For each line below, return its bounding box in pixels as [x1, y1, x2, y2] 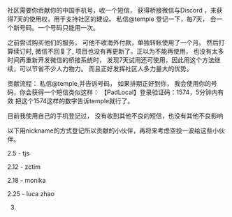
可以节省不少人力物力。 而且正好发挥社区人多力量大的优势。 [19, 65, 193, 73]
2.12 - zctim [7, 163, 41, 171]
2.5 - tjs [7, 149, 30, 157]
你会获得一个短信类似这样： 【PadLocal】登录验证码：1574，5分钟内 [19, 88, 218, 96]
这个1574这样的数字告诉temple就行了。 [20, 97, 134, 105]
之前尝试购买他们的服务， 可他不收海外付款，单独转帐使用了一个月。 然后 [7, 38, 219, 47]
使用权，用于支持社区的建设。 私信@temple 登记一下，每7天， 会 [29, 15, 217, 23]
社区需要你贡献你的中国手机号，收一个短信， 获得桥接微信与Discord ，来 [7, 6, 217, 14]
